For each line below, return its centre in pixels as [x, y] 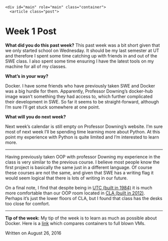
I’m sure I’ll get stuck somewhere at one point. [52, 107]
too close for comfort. [27, 203]
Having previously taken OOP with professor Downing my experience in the [83, 156]
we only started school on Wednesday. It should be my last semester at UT [82, 50]
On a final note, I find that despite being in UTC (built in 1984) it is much [79, 187]
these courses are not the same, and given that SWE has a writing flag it [79, 172]
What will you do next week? [35, 116]
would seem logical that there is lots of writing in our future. [67, 178]
